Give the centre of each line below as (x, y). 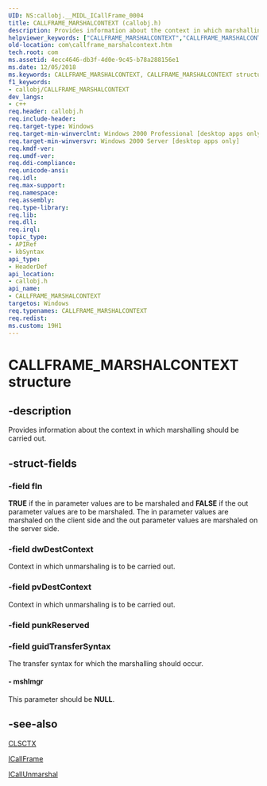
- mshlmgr (26, 682)
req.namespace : (33, 193)
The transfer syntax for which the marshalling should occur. (106, 663)
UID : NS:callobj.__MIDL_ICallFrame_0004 (76, 15)
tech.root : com (33, 52)
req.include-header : (43, 119)
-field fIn (25, 486)
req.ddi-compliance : (43, 164)
